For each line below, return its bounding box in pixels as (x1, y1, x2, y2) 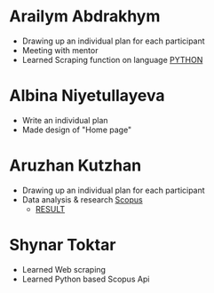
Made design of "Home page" (21, 124, 132, 135)
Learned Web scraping (21, 264, 107, 274)
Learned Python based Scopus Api (21, 273, 150, 284)
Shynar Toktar (9, 235, 116, 255)
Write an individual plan (21, 115, 108, 125)
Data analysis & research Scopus (21, 194, 144, 205)
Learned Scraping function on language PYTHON (21, 54, 203, 65)
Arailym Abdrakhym (9, 6, 161, 27)
